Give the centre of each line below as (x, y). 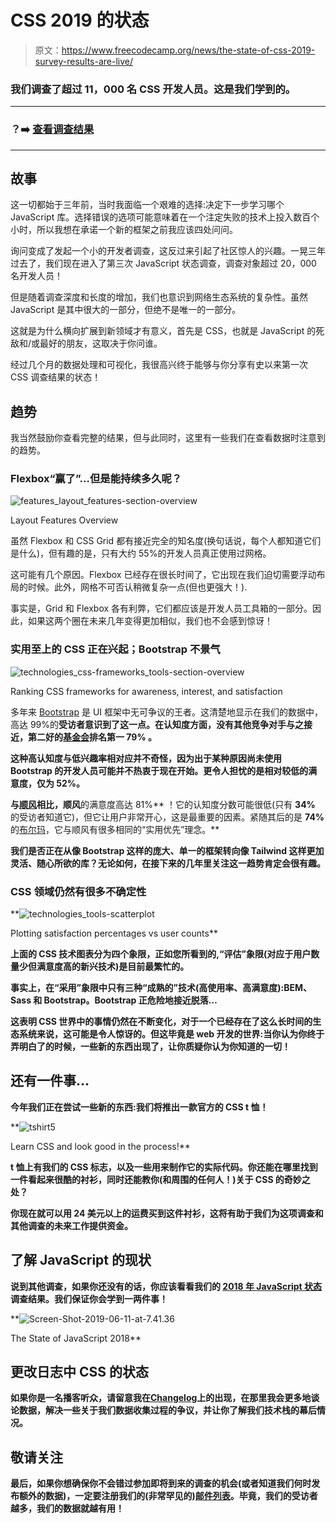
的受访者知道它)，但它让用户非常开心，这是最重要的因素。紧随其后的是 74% (167, 817)
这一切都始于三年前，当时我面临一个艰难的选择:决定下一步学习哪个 (147, 205)
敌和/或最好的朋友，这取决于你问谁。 (86, 343)
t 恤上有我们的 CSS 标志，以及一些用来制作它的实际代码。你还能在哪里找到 (164, 1167)
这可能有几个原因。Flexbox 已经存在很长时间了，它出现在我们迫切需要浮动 (163, 575)
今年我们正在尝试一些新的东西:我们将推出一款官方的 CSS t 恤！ (139, 1107)
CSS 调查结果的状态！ (56, 377)
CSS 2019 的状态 (80, 20)
